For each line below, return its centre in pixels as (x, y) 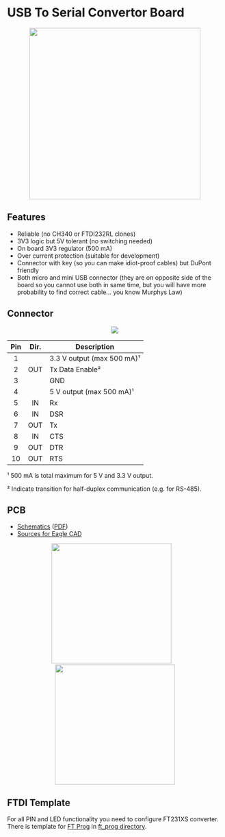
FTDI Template (39, 802)
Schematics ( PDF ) (42, 526)
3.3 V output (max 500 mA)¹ (95, 358)
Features (26, 217)
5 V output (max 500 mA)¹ (92, 391)
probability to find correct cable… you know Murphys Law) (100, 292)
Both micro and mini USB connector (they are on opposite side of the (114, 277)
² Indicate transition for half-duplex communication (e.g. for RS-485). (104, 489)
